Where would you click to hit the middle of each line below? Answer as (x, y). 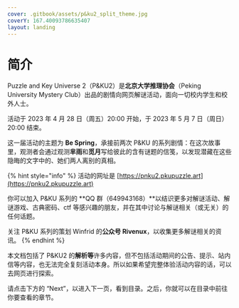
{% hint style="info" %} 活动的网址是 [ (63, 176)
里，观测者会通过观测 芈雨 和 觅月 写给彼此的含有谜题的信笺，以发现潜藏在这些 (119, 152)
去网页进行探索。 (32, 273)
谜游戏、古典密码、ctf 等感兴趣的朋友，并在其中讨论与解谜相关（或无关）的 (118, 207)
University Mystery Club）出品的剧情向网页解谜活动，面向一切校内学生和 (115, 95)
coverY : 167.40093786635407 (49, 21)
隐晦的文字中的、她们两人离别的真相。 (63, 160)
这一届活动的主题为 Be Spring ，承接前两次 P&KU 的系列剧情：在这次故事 (114, 143)
